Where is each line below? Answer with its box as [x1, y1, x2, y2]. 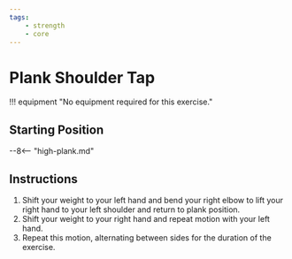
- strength [25, 21, 65, 30]
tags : [9, 12, 29, 22]
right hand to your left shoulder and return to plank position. [21, 204, 241, 215]
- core [25, 29, 50, 38]
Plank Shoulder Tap [9, 67, 156, 88]
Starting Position [9, 122, 104, 137]
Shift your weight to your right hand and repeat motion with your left [21, 213, 270, 224]
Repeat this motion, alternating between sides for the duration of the [21, 232, 272, 243]
